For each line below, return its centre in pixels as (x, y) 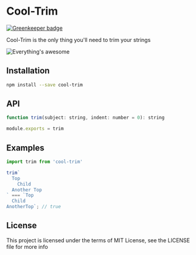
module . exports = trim (35, 129)
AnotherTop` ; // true (34, 207)
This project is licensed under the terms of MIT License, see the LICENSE (98, 240)
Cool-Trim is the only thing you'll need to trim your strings (79, 40)
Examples (25, 148)
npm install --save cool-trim (45, 85)
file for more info (27, 246)
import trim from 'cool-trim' (45, 162)
